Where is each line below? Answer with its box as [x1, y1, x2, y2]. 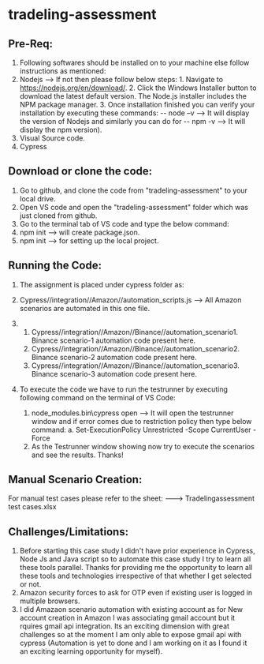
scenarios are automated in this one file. [19, 303, 151, 313]
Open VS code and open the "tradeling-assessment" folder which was [19, 202, 248, 212]
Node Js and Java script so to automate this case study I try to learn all [19, 554, 251, 564]
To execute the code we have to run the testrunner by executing [19, 385, 229, 394]
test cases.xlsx [8, 502, 57, 512]
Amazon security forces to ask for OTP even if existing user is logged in [19, 588, 253, 598]
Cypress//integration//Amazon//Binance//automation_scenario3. [31, 361, 240, 370]
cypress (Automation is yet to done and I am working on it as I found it [19, 638, 247, 648]
